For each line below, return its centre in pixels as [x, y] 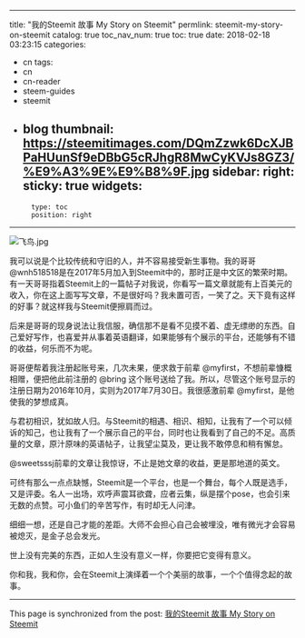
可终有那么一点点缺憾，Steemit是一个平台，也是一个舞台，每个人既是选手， [151, 482]
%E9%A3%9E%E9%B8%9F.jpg [116, 172]
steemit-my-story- [249, 25]
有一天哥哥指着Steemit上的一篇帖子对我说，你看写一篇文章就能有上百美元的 [151, 284]
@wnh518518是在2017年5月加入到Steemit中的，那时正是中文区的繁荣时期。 [151, 272]
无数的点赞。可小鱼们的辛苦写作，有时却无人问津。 [105, 504]
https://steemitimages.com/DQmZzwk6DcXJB [158, 143]
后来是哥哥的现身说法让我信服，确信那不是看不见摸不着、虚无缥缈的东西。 [148, 325]
